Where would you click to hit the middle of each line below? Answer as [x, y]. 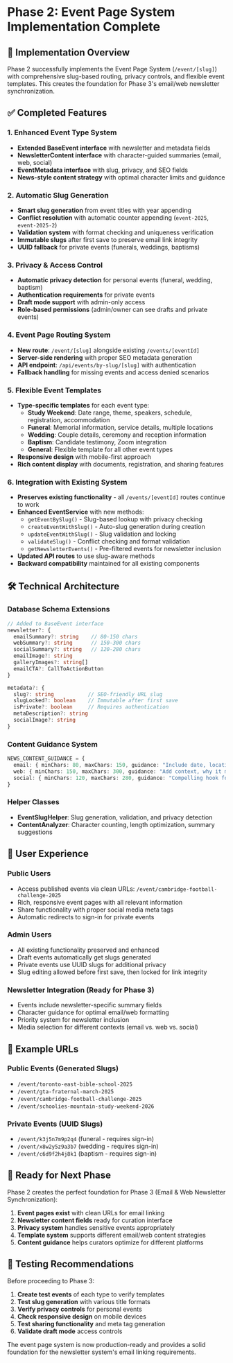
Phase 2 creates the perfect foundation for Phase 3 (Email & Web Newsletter [116, 1192]
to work [28, 505]
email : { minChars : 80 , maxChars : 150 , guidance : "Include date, [110, 765]
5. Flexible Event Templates [54, 390]
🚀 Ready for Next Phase [59, 1175]
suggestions [35, 832]
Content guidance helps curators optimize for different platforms [110, 1242]
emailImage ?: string [43, 656]
